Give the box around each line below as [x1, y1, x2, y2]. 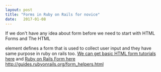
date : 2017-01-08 [5, 16, 46, 21]
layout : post [5, 7, 33, 12]
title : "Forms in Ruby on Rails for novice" [5, 12, 100, 17]
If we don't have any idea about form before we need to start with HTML [5, 30, 155, 36]
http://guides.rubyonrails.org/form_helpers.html [5, 61, 104, 67]
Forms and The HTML [5, 35, 51, 41]
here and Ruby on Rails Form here [5, 56, 75, 62]
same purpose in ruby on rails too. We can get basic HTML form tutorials [5, 50, 156, 56]
